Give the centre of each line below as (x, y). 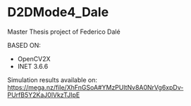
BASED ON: (24, 45)
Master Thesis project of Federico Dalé (64, 32)
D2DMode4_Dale (58, 12)
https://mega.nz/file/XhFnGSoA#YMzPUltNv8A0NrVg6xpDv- (95, 87)
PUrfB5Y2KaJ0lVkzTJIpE (44, 95)
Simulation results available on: (52, 80)
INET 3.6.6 (33, 66)
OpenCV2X (34, 59)
